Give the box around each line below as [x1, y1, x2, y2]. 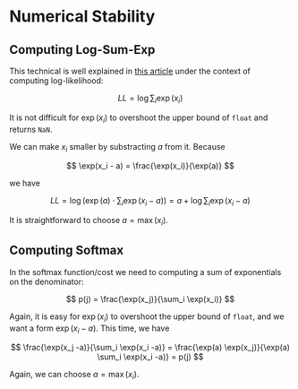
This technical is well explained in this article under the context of [9, 65, 251, 76]
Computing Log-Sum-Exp [9, 42, 156, 57]
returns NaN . [9, 124, 53, 134]
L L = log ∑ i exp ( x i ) [117, 92, 183, 105]
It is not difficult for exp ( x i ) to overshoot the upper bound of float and [9, 112, 268, 125]
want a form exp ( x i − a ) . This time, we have [9, 323, 170, 335]
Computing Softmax [9, 243, 123, 258]
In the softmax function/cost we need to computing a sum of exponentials [9, 266, 282, 277]
